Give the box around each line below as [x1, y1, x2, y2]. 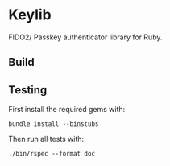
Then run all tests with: [8, 135, 85, 144]
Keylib [8, 6, 52, 24]
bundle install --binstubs [8, 120, 99, 128]
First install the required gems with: [8, 105, 126, 114]
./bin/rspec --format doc [8, 150, 95, 158]
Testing [8, 83, 48, 97]
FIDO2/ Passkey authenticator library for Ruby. [8, 32, 163, 42]
